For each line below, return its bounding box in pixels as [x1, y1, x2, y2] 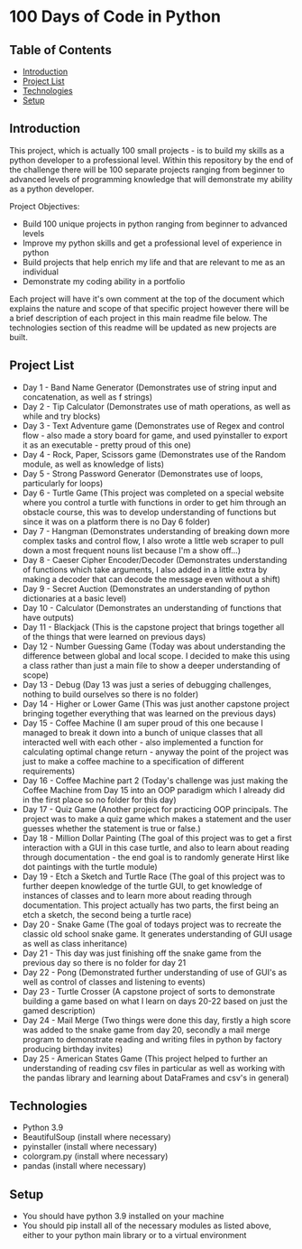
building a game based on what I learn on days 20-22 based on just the [22, 995, 288, 1006]
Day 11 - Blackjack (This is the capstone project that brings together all [22, 621, 285, 633]
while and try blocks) [22, 411, 101, 421]
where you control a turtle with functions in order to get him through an [22, 496, 287, 507]
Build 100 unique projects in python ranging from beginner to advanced [22, 218, 288, 229]
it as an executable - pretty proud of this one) [22, 439, 192, 450]
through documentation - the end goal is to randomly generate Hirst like [22, 851, 290, 863]
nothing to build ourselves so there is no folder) [22, 689, 199, 699]
